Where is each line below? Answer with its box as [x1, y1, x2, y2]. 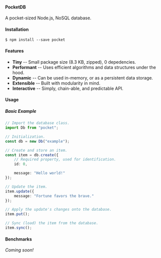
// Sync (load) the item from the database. [5, 221, 99, 226]
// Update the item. [5, 184, 48, 189]
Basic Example [5, 108, 37, 114]
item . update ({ [5, 189, 35, 194]
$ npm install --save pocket [5, 37, 65, 42]
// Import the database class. [5, 121, 70, 126]
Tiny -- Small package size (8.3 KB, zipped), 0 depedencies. [12, 59, 136, 65]
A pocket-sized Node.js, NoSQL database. [5, 15, 92, 21]
